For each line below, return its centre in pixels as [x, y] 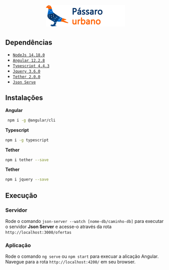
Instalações [24, 98]
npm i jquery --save [27, 179]
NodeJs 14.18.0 [29, 55]
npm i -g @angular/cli [32, 120]
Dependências [29, 42]
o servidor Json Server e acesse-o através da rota [59, 227]
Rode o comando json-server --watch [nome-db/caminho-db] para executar [84, 221]
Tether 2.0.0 [26, 77]
